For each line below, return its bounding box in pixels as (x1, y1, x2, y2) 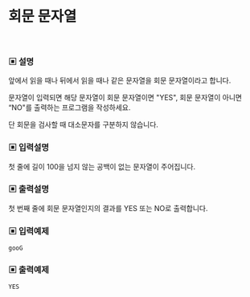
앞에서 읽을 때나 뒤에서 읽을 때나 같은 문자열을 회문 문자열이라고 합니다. (8, 75, 232, 85)
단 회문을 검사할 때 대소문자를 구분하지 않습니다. (8, 120, 159, 129)
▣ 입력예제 (8, 226, 50, 237)
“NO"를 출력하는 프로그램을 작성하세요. (8, 103, 131, 112)
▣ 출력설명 (8, 184, 50, 195)
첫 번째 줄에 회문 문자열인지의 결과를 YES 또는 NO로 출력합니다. (8, 203, 208, 213)
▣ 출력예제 (8, 264, 50, 275)
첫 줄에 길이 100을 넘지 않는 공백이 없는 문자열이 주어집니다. (8, 161, 195, 171)
